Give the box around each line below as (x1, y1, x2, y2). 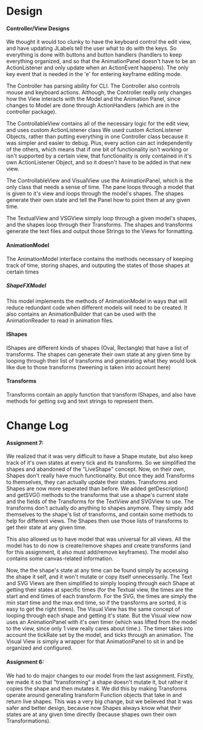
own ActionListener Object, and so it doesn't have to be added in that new (6, 159, 191, 166)
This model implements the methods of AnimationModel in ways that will (6, 297, 188, 305)
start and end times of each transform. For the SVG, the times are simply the (6, 593, 197, 600)
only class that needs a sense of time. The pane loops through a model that (6, 184, 195, 191)
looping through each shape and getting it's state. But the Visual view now (6, 612, 192, 619)
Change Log (6, 419, 68, 433)
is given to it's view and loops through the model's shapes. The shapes (6, 190, 184, 197)
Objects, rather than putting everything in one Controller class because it (6, 133, 188, 141)
